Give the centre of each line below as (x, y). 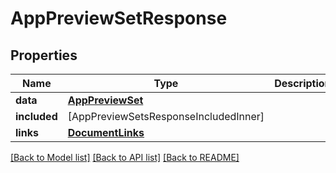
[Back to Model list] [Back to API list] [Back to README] (125, 157)
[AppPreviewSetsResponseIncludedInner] (166, 116)
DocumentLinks (106, 132)
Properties (44, 55)
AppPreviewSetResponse (119, 18)
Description (303, 83)
